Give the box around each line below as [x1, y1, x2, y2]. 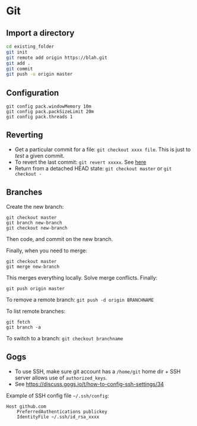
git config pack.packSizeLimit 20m [6, 109, 94, 115]
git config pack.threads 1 [6, 114, 73, 120]
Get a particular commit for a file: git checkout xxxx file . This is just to [14, 146, 191, 153]
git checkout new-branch [6, 225, 68, 231]
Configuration [6, 87, 59, 98]
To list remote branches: [6, 308, 66, 315]
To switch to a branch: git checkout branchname [6, 334, 123, 342]
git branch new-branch [6, 220, 62, 225]
